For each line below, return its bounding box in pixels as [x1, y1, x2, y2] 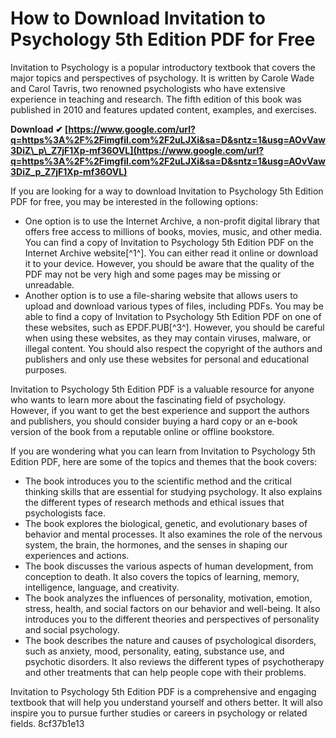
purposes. [24, 363, 68, 376]
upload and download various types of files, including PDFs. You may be [24, 300, 324, 312]
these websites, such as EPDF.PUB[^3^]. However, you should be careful [24, 321, 325, 333]
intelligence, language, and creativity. [24, 581, 180, 593]
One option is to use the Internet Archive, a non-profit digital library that [24, 215, 320, 227]
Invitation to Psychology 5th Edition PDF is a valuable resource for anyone [10, 383, 315, 395]
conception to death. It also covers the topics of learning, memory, [24, 570, 300, 582]
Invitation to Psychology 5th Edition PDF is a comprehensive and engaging [10, 685, 317, 697]
